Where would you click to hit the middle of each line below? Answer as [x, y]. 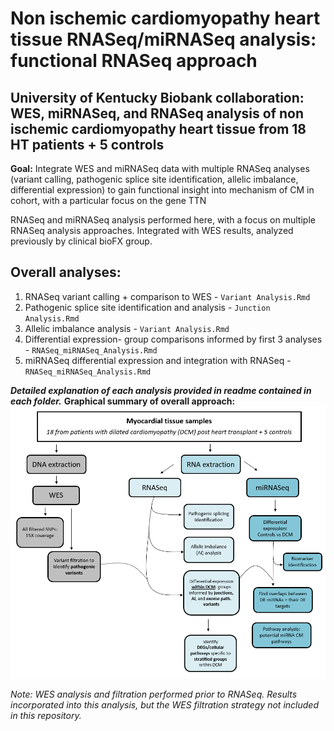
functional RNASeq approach [134, 61]
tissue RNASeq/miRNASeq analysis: [163, 39]
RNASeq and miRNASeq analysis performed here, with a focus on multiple [163, 220]
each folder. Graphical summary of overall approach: [123, 401]
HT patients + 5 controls [87, 144]
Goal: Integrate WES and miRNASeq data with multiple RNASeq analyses [160, 168]
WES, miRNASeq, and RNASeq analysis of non [157, 113]
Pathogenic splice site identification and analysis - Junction [147, 307]
